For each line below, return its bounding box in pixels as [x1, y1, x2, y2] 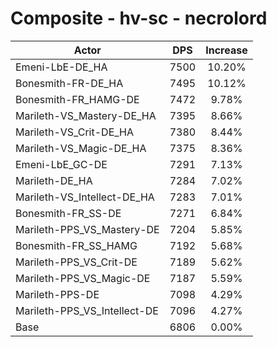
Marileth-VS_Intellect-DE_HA [15, 190, 155, 204]
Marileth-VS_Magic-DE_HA [15, 141, 147, 155]
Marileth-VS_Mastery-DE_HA [15, 108, 157, 122]
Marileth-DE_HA [15, 173, 93, 187]
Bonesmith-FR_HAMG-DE [15, 92, 140, 106]
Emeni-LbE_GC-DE [15, 157, 108, 171]
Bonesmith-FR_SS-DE [15, 206, 122, 220]
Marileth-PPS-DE [15, 287, 100, 301]
